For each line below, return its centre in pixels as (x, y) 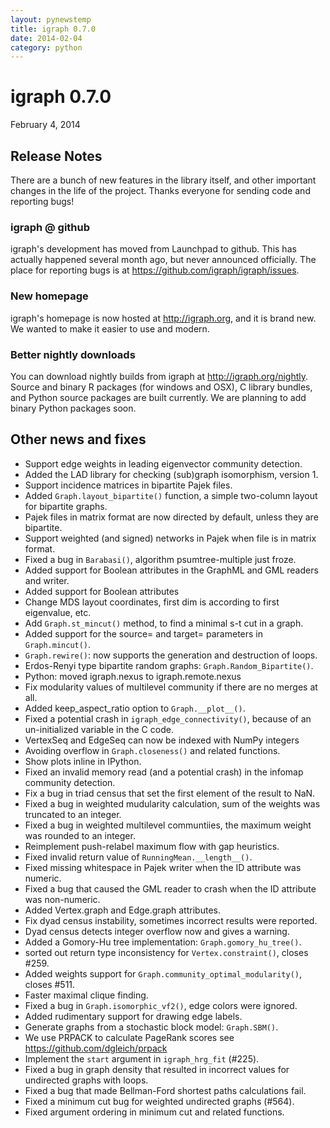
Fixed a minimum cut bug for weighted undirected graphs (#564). (159, 1101)
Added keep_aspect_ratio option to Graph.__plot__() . (135, 708)
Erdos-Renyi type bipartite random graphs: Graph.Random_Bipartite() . (169, 665)
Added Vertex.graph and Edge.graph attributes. (122, 910)
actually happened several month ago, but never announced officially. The (163, 260)
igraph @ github (50, 227)
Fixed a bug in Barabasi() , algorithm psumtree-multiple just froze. (160, 559)
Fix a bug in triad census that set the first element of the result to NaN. (170, 793)
